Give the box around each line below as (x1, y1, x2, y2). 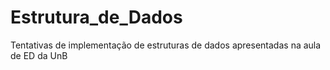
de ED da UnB (10, 49, 68, 61)
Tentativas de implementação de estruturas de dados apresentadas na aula (10, 39, 322, 51)
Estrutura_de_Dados (10, 6, 183, 29)
